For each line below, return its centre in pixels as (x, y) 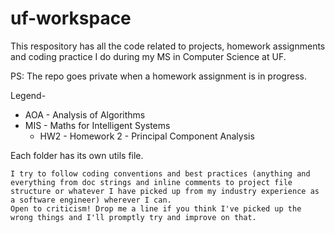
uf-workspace (71, 18)
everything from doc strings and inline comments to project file (151, 182)
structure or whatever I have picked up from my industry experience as (165, 191)
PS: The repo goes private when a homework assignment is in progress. (158, 76)
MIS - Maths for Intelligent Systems (97, 125)
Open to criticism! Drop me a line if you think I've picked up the (156, 208)
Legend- (28, 95)
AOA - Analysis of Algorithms (85, 114)
